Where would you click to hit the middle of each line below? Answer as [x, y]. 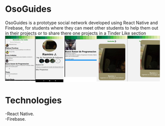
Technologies [34, 100]
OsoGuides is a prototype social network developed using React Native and [82, 23]
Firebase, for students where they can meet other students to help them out [82, 28]
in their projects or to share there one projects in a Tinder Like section [76, 33]
